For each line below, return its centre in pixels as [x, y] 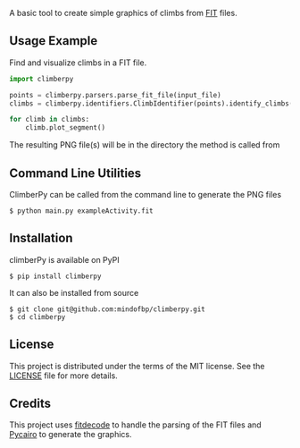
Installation [41, 238]
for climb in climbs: [50, 120]
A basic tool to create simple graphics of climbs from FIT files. [124, 13]
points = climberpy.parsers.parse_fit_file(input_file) [115, 95]
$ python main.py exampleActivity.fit [81, 211]
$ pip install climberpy [55, 276]
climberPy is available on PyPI [64, 259]
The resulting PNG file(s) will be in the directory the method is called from [145, 145]
